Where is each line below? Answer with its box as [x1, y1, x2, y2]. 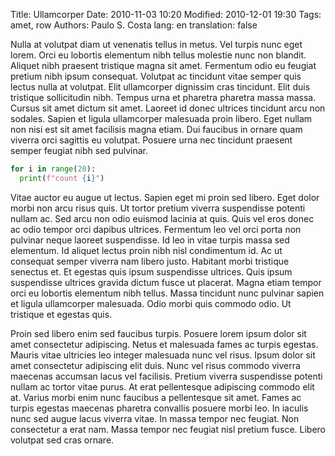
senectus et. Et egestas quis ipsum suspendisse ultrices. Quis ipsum [10, 265, 293, 278]
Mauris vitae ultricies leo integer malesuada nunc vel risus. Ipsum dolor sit [10, 349, 316, 361]
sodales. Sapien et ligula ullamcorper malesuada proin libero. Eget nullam [10, 113, 313, 124]
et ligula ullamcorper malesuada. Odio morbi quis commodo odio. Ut [10, 297, 292, 309]
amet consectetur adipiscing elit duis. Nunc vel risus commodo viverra [10, 359, 301, 371]
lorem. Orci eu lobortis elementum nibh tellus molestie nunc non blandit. [10, 49, 307, 61]
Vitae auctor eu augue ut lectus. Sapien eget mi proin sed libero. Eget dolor [10, 191, 320, 203]
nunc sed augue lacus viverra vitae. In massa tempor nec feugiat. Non [10, 412, 300, 424]
